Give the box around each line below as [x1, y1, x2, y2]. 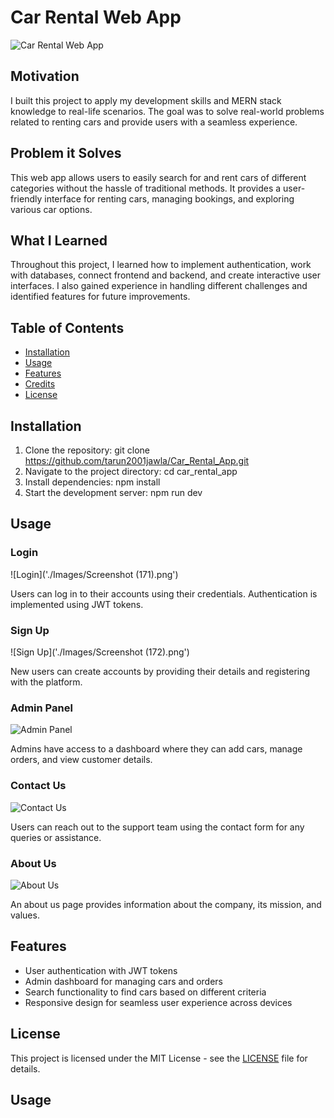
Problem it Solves [10, 145, 122, 162]
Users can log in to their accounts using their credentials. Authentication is [10, 587, 318, 600]
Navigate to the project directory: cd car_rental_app [24, 466, 238, 477]
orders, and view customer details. [10, 754, 153, 766]
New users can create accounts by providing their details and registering [10, 665, 311, 677]
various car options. [10, 203, 93, 215]
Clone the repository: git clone [24, 444, 150, 456]
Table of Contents [10, 319, 125, 336]
